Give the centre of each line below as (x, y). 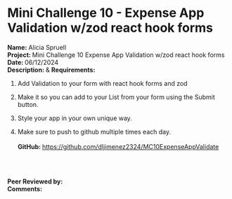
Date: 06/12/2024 (33, 62)
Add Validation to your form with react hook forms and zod (102, 83)
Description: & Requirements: (51, 70)
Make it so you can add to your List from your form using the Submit (116, 97)
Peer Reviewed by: (35, 181)
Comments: (25, 188)
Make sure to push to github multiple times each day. (94, 131)
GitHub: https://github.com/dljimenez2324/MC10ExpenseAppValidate (118, 146)
